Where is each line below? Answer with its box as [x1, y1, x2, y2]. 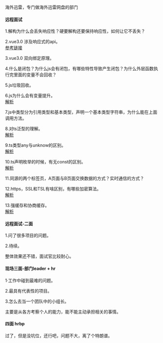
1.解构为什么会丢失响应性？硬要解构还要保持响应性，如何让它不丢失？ [5, 28, 145, 34]
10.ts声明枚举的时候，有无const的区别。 [5, 159, 86, 165]
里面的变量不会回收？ [13, 72, 57, 78]
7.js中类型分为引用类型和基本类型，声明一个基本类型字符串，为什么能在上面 [5, 109, 158, 115]
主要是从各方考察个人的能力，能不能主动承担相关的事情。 [5, 309, 121, 315]
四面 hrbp [5, 321, 25, 327]
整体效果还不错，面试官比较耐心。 [5, 253, 74, 259]
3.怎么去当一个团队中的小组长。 [5, 298, 70, 304]
